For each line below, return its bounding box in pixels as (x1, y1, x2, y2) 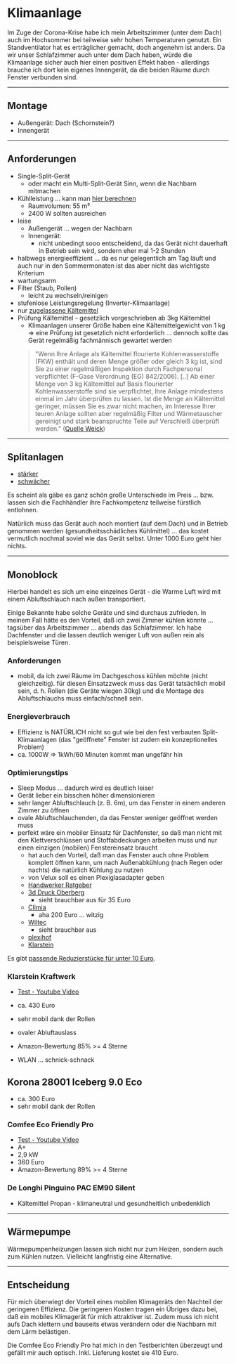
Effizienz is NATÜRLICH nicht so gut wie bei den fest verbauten (17, 727, 202, 736)
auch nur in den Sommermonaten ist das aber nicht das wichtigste (17, 261, 210, 270)
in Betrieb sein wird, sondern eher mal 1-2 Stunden (38, 246, 185, 254)
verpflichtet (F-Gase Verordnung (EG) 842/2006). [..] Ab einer (34, 372, 215, 380)
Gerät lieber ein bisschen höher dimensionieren (17, 791, 155, 800)
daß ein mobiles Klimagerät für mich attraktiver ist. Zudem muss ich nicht (7, 1313, 219, 1321)
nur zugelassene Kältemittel (17, 306, 98, 314)
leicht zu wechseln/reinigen (27, 291, 108, 299)
